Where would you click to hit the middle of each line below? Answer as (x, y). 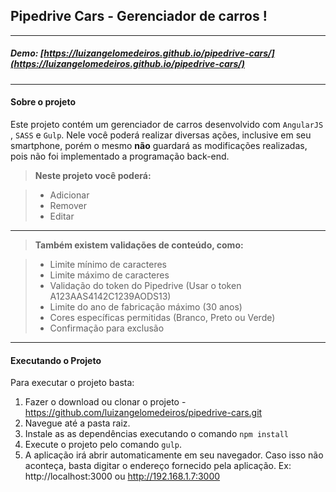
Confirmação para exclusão (107, 328)
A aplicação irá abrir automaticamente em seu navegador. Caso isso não (174, 455)
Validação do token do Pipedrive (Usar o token (145, 285)
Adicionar (69, 195)
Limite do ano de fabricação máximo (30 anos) (146, 306)
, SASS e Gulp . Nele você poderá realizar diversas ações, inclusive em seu (161, 135)
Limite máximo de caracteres (109, 275)
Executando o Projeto (56, 360)
